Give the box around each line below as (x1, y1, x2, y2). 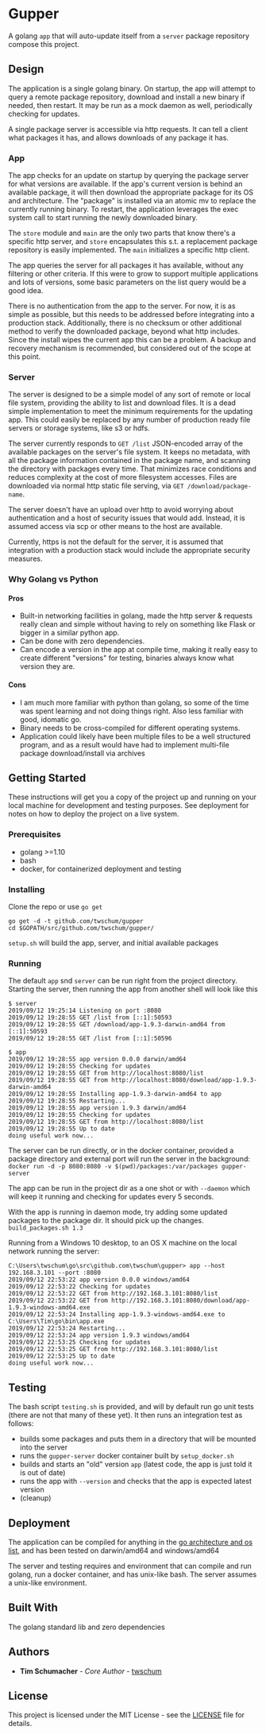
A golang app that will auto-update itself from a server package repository (8, 31, 250, 41)
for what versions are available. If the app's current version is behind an (8, 180, 243, 189)
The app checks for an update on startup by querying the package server (8, 171, 249, 180)
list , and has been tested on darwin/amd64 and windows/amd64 (8, 1546, 220, 1555)
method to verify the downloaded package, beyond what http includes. (8, 326, 241, 336)
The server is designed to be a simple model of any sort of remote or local (8, 390, 251, 400)
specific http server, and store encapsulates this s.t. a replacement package (8, 237, 258, 246)
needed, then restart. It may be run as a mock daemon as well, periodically (8, 100, 253, 110)
